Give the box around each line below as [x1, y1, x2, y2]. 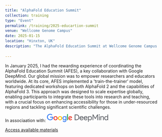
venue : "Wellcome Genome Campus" [5, 28, 73, 34]
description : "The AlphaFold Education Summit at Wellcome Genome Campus [5, 44, 158, 49]
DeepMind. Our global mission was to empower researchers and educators [5, 73, 155, 79]
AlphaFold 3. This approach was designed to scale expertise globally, [5, 88, 144, 94]
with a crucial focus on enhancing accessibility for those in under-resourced [5, 99, 158, 104]
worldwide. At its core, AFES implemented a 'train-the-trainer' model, [5, 78, 144, 84]
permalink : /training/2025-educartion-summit [5, 23, 98, 28]
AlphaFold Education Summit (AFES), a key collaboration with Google [5, 68, 143, 74]
